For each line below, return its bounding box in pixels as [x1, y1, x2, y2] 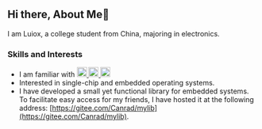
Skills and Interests [7, 48, 83, 59]
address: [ [18, 104, 52, 113]
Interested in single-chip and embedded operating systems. [18, 78, 215, 88]
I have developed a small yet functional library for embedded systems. [18, 86, 249, 96]
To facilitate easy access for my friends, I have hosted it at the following [18, 95, 255, 104]
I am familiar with [18, 70, 75, 79]
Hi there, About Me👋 [7, 8, 110, 21]
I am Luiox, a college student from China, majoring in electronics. [7, 28, 220, 38]
